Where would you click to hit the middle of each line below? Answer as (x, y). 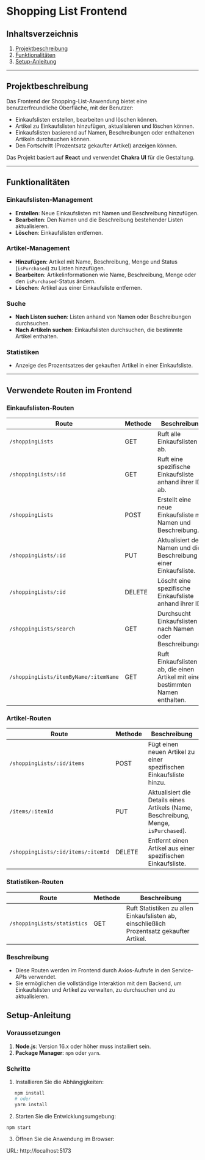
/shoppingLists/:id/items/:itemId (59, 852)
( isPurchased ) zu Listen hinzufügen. (60, 268)
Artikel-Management (38, 248)
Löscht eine (174, 581)
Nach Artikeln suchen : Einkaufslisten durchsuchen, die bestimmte (99, 330)
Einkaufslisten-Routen (40, 408)
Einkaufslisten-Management (49, 200)
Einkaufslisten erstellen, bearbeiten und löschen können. (86, 119)
